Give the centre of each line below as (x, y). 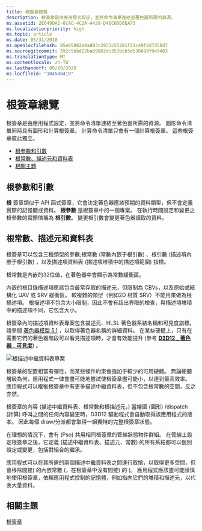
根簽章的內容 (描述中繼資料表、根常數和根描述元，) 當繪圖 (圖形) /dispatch (97, 406)
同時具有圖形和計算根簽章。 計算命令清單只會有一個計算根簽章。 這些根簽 (102, 131)
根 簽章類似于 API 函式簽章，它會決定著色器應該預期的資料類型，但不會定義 (100, 202)
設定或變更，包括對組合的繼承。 (46, 450)
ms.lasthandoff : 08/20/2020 (41, 68)
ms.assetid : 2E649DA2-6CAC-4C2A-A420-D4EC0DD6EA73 (71, 23)
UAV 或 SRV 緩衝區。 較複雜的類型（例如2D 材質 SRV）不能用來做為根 (105, 295)
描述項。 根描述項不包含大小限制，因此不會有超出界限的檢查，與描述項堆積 (99, 302)
